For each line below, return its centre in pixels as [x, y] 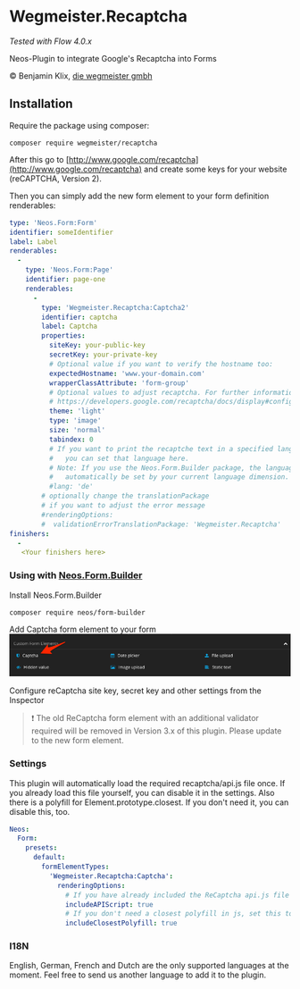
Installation [41, 104]
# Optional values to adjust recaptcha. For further [149, 392]
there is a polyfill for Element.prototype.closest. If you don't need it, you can [149, 802]
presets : [42, 848]
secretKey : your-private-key [103, 355]
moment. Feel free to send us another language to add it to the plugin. [138, 975]
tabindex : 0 [71, 440]
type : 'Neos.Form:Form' [54, 222]
